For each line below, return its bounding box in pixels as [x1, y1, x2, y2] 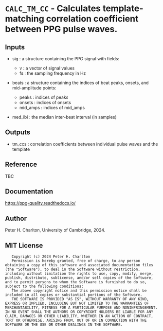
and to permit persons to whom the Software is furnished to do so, [5, 280, 147, 285]
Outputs [5, 128, 31, 137]
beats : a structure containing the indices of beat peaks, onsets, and [12, 80, 149, 86]
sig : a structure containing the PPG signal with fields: [12, 56, 120, 61]
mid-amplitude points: [12, 85, 56, 90]
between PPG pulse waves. [5, 24, 118, 35]
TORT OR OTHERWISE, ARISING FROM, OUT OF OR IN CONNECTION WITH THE [5, 318, 147, 323]
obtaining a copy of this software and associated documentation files [5, 263, 153, 268]
